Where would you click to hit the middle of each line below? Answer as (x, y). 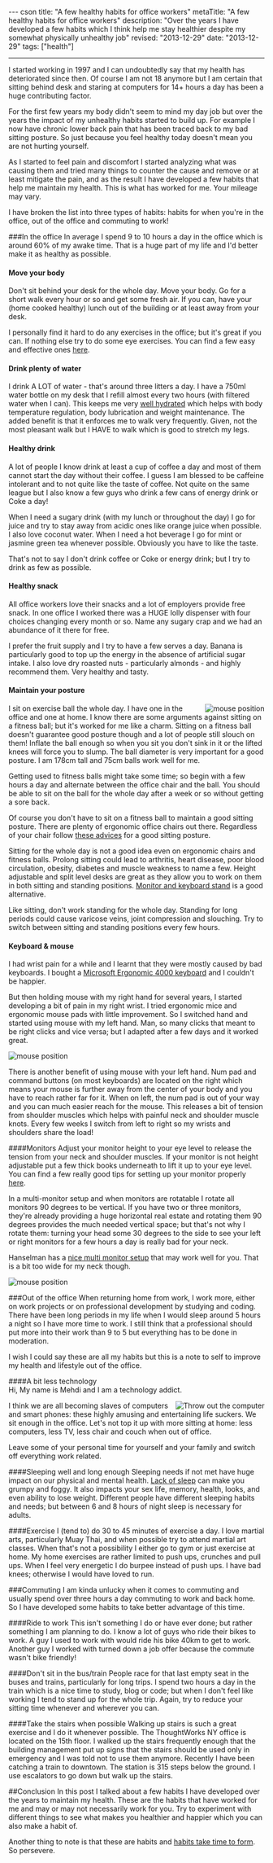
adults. (20, 1515)
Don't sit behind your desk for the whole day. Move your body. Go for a (127, 291)
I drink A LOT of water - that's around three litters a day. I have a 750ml (127, 387)
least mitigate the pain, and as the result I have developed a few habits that (134, 179)
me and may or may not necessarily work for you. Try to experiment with (130, 1809)
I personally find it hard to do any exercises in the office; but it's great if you (135, 332)
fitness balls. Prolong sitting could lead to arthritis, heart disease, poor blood (136, 860)
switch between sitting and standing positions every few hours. (115, 927)
